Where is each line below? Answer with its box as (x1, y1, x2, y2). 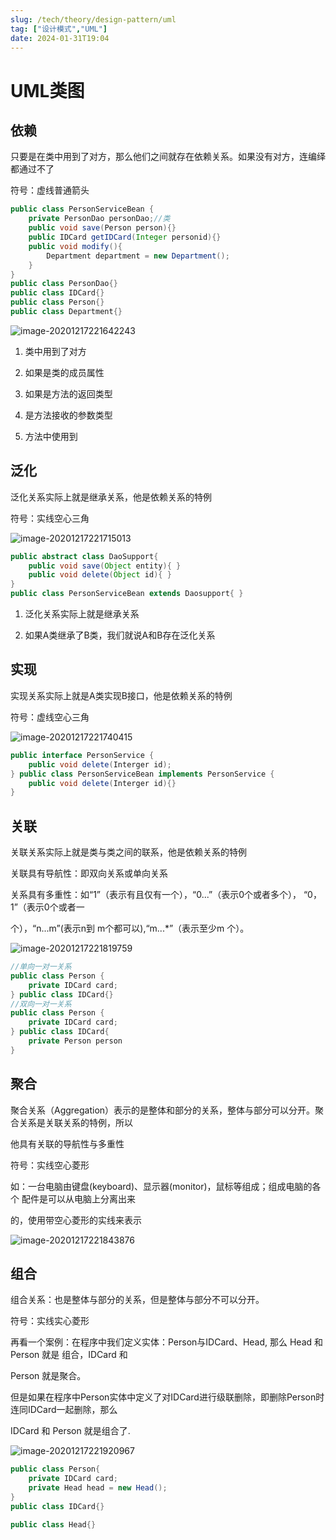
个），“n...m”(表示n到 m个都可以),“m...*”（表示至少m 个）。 (10, 922, 250, 935)
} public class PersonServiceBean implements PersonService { (10, 769, 275, 779)
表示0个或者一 (26, 901, 85, 913)
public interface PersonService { (10, 750, 155, 760)
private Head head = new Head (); (28, 1483, 168, 1493)
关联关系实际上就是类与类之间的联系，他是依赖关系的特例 (10, 846, 247, 858)
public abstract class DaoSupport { (10, 551, 159, 561)
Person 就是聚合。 (10, 1370, 87, 1382)
